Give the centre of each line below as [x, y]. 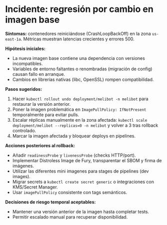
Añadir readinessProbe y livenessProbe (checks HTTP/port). [74, 155]
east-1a [13, 39]
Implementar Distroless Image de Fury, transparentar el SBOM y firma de [87, 160]
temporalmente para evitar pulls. [46, 114]
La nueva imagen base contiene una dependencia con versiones [79, 58]
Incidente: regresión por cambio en [79, 9]
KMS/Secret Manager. [35, 187]
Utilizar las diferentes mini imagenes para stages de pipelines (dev [81, 171]
